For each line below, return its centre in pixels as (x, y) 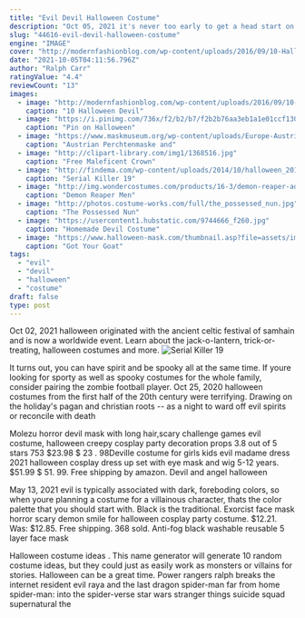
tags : (20, 254)
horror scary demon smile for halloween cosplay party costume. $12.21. (143, 519)
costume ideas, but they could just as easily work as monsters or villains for (151, 565)
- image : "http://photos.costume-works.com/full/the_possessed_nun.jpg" (158, 204)
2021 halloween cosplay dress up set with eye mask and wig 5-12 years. (144, 463)
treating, (25, 350)
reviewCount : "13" (44, 85)
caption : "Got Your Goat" (75, 246)
